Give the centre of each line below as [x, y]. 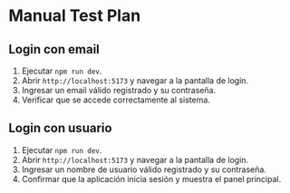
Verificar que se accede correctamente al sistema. [116, 100]
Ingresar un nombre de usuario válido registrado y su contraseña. [144, 169]
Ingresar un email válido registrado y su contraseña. [119, 90]
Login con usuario [60, 128]
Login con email [54, 49]
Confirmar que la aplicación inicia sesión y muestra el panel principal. [151, 179]
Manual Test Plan [75, 16]
